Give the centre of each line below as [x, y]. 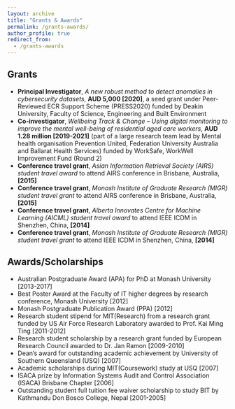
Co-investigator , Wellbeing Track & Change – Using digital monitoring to [122, 121]
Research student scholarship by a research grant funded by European [120, 338]
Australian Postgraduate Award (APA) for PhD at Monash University [114, 279]
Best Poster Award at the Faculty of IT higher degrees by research [113, 294]
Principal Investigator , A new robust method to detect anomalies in [115, 91]
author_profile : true [39, 33]
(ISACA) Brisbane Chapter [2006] [65, 382]
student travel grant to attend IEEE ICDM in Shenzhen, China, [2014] [116, 240]
